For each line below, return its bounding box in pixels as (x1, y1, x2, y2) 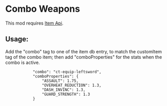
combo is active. (5, 59, 40, 66)
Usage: (5, 35, 29, 44)
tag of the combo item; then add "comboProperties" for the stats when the (5, 54, 162, 60)
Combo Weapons (5, 3, 80, 15)
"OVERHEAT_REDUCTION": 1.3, (41, 82, 102, 88)
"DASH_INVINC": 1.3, (41, 87, 86, 92)
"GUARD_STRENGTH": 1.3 (41, 92, 90, 97)
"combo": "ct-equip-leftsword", (32, 69, 102, 74)
